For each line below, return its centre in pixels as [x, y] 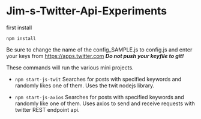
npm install [21, 38]
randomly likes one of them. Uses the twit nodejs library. [85, 86]
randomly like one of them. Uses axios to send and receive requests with [105, 103]
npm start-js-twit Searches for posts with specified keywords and [98, 79]
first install [19, 28]
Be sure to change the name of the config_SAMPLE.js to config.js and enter [99, 50]
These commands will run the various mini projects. [70, 68]
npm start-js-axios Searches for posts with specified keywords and [99, 97]
